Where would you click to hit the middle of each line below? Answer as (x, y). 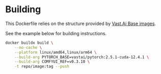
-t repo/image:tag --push (42, 67)
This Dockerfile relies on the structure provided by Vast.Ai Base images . (81, 23)
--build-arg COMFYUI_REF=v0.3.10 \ (52, 62)
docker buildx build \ (29, 43)
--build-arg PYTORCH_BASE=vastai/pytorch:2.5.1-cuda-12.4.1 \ (82, 57)
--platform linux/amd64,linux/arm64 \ (56, 52)
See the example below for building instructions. (56, 33)
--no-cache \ (28, 47)
